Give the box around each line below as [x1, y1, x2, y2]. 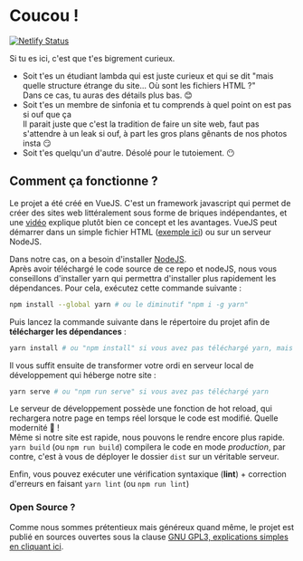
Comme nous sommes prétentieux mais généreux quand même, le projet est [9, 521, 295, 532]
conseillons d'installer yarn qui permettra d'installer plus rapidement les [9, 272, 277, 283]
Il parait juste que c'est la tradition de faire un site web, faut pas [22, 119, 260, 129]
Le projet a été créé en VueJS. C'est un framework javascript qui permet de [9, 197, 291, 208]
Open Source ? [9, 501, 76, 514]
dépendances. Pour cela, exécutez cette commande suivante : [9, 282, 242, 293]
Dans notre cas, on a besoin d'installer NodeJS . [9, 253, 187, 264]
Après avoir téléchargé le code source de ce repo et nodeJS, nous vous [9, 263, 278, 274]
